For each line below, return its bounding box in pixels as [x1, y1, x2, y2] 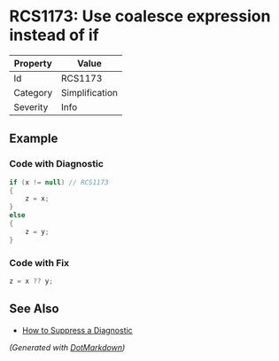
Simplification [60, 86, 118, 98]
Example [9, 131, 58, 146]
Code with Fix [9, 256, 70, 269]
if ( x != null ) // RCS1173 [9, 177, 109, 187]
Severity [13, 100, 49, 113]
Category [13, 86, 53, 98]
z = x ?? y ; [9, 277, 53, 286]
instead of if [9, 25, 99, 45]
